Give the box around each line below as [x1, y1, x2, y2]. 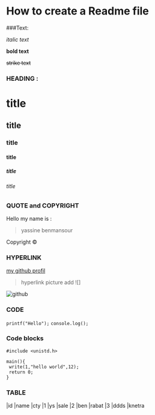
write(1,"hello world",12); [8, 364, 79, 370]
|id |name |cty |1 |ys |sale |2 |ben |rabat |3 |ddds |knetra [6, 402, 145, 410]
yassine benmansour [20, 226, 73, 233]
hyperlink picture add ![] [20, 279, 81, 286]
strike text [6, 59, 31, 66]
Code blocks [6, 334, 44, 343]
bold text [6, 47, 29, 55]
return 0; [8, 369, 34, 375]
